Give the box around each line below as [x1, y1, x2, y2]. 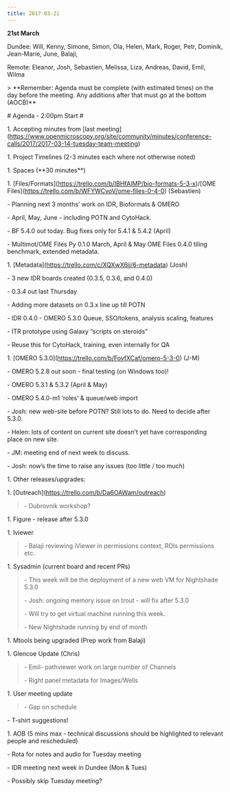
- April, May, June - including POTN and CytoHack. [7, 213, 152, 221]
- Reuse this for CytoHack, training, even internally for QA [7, 340, 170, 349]
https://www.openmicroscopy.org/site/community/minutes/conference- [9, 132, 212, 140]
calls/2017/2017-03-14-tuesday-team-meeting [7, 139, 139, 148]
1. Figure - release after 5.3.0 [7, 515, 89, 523]
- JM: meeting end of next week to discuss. [7, 448, 130, 456]
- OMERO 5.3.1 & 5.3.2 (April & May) [7, 380, 108, 388]
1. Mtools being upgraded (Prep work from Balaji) [7, 636, 146, 644]
